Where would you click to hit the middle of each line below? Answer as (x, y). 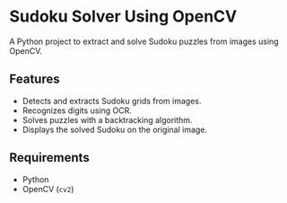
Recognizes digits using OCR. (77, 110)
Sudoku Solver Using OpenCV (123, 17)
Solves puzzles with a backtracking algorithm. (107, 119)
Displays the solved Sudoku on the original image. (115, 129)
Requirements (49, 158)
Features (35, 79)
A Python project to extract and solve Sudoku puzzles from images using (144, 41)
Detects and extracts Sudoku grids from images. (112, 101)
